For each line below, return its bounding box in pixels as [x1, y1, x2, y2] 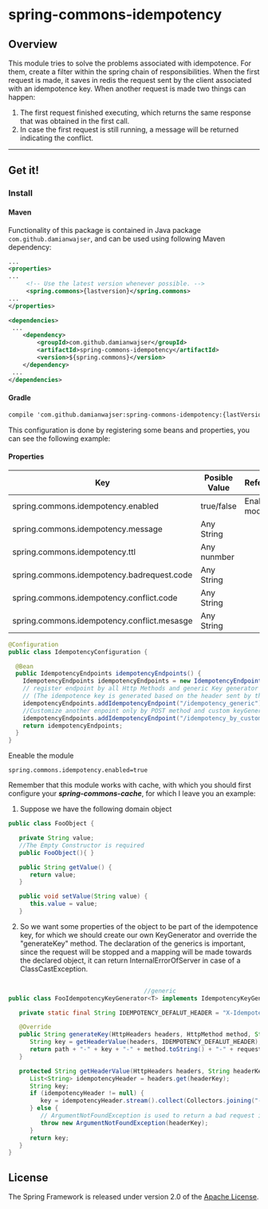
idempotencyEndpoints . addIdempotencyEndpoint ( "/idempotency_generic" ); [22, 699, 266, 707]
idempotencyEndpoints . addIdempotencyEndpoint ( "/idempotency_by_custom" [22, 714, 266, 723]
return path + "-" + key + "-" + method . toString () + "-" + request [29, 1046, 262, 1053]
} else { [29, 1105, 59, 1113]
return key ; [29, 1134, 69, 1142]
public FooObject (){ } [18, 849, 94, 857]
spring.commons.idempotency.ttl [12, 546, 136, 557]
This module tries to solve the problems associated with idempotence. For [8, 58, 252, 68]
